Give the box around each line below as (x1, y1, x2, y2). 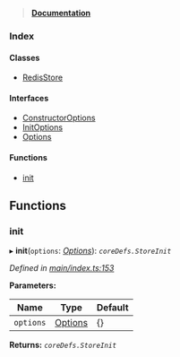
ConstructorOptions (21, 112, 96, 124)
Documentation (30, 8, 91, 18)
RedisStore (21, 72, 64, 83)
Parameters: (9, 280, 56, 291)
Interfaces (9, 92, 49, 103)
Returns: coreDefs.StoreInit (9, 340, 117, 351)
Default (96, 301, 129, 314)
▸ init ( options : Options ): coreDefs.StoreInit (9, 246, 172, 257)
